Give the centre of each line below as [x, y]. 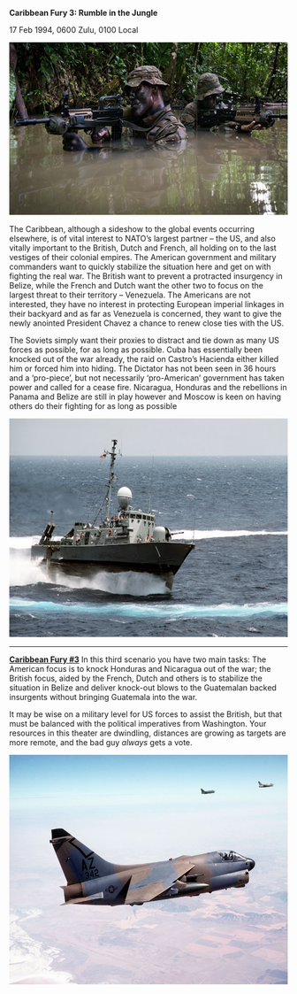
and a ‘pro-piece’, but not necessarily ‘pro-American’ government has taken [147, 378]
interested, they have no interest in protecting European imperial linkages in [147, 304]
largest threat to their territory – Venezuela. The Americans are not [130, 295]
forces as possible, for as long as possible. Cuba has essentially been [136, 350]
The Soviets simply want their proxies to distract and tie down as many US [145, 340]
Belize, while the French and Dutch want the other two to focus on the [136, 285]
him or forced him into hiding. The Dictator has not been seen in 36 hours [143, 368]
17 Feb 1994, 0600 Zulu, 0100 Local [74, 30]
